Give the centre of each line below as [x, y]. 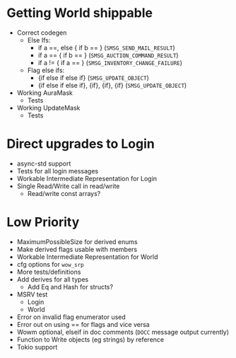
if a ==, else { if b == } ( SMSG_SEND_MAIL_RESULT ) [107, 47]
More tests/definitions [49, 272]
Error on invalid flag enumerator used [71, 317]
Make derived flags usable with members [77, 249]
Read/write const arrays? [64, 193]
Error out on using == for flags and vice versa [83, 324]
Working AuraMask [45, 93]
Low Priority [43, 223]
